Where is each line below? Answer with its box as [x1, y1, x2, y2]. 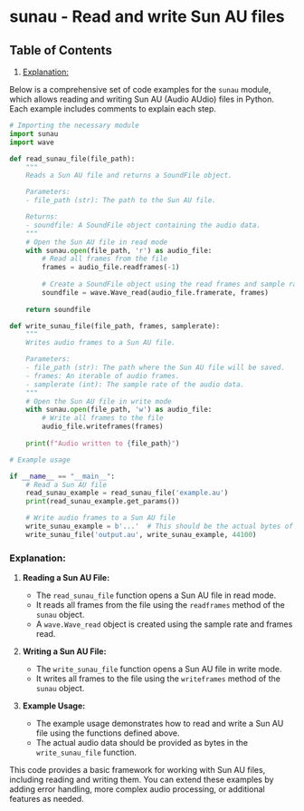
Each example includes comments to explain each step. [9, 103, 217, 114]
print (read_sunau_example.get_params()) [25, 497, 180, 506]
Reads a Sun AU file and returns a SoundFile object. [25, 171, 233, 181]
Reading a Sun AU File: [22, 572, 110, 583]
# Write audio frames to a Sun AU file [25, 513, 176, 523]
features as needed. [9, 794, 84, 805]
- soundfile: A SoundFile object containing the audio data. [25, 220, 261, 230]
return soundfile [25, 305, 91, 314]
